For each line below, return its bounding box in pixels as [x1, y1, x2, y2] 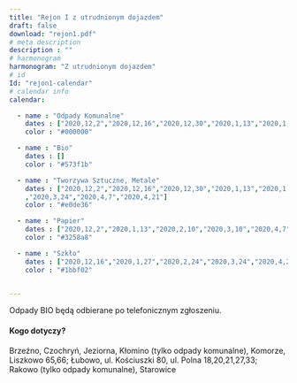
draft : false [9, 21, 57, 30]
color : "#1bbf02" [25, 265, 93, 274]
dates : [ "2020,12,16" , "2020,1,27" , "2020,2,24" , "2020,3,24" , [25, 257, 255, 266]
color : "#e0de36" [25, 201, 93, 210]
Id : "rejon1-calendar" [9, 79, 93, 88]
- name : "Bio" [17, 143, 73, 153]
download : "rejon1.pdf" [9, 29, 97, 38]
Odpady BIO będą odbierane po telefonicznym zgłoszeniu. [9, 305, 223, 316]
